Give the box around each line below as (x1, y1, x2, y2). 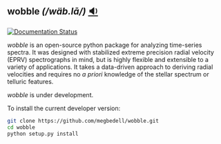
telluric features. (7, 77, 54, 85)
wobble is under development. (7, 90, 94, 99)
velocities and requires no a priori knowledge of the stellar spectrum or (7, 70, 209, 78)
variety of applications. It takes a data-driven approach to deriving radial (7, 63, 213, 71)
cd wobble (7, 123, 36, 131)
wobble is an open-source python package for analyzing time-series (7, 41, 202, 49)
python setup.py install (7, 130, 79, 137)
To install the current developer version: (7, 104, 121, 112)
